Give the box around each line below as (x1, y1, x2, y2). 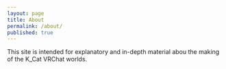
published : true (7, 29, 53, 36)
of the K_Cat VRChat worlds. (7, 55, 88, 64)
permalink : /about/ (7, 23, 63, 29)
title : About (7, 16, 45, 23)
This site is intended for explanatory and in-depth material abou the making (7, 48, 220, 56)
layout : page (7, 10, 45, 17)
